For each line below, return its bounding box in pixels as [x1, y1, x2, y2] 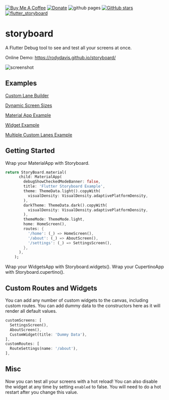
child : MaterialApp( [18, 174, 62, 179]
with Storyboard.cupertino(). [5, 269, 65, 275]
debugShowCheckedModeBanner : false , [23, 179, 101, 185]
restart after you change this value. [5, 389, 78, 395]
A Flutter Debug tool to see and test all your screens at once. [5, 45, 132, 51]
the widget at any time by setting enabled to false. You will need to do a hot [5, 383, 161, 390]
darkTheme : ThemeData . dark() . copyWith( [23, 203, 108, 208]
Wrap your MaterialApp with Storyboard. [5, 160, 90, 166]
